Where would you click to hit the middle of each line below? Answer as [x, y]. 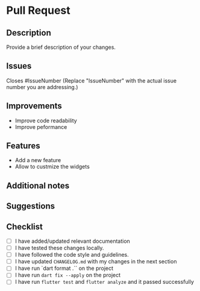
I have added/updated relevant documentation [73, 241]
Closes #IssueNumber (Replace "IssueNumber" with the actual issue [91, 80]
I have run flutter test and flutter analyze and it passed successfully [105, 282]
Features [23, 146]
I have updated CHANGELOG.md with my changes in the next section [96, 261]
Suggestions [31, 206]
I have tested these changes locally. [59, 248]
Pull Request [38, 11]
